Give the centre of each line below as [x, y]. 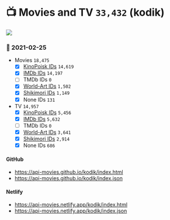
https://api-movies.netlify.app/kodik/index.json [71, 211]
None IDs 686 [39, 145]
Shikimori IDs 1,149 [46, 93]
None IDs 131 [39, 99]
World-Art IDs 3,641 [47, 132]
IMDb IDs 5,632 [41, 119]
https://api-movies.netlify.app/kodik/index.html [71, 205]
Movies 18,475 [32, 60]
